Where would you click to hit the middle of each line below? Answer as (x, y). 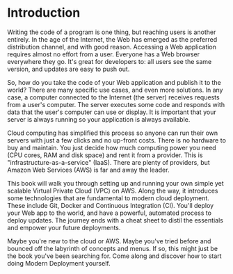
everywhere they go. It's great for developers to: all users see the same (110, 61)
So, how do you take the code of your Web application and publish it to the (114, 82)
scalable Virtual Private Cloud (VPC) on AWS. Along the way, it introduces (113, 191)
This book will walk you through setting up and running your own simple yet (115, 183)
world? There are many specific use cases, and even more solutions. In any (115, 90)
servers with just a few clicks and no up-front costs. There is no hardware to (116, 140)
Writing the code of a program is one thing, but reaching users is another (112, 32)
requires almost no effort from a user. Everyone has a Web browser (104, 54)
